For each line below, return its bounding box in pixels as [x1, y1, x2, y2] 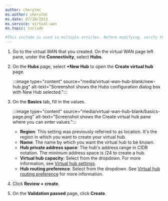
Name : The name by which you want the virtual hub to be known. [19, 139, 155, 145]
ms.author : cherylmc [5, 12, 48, 17]
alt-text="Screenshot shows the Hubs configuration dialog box [31, 84, 161, 90]
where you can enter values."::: [12, 119, 76, 125]
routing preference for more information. [19, 171, 103, 177]
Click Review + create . [12, 181, 60, 187]
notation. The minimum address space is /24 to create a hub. [19, 150, 146, 156]
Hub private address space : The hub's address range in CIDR [19, 145, 148, 150]
